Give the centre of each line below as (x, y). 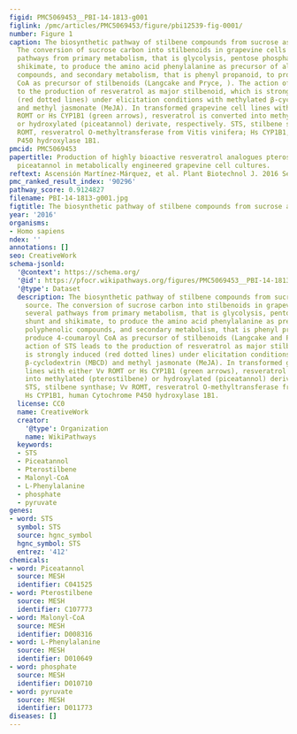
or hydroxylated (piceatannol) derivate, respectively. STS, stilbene (150, 125)
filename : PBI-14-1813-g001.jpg (69, 199)
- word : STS (31, 519)
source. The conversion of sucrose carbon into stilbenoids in (144, 305)
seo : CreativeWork (43, 256)
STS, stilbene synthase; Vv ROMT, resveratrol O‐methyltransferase (152, 387)
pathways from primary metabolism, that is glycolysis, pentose (138, 58)
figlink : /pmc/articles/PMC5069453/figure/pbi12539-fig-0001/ (126, 26)
